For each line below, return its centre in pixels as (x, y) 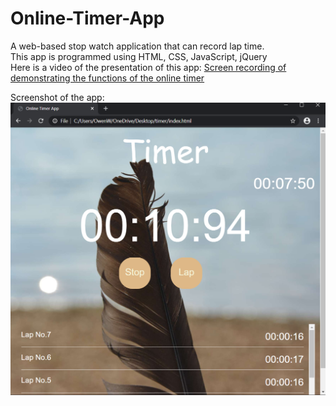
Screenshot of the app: (57, 97)
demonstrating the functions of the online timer (107, 78)
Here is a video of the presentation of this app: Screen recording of (148, 67)
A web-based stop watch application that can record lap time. (137, 46)
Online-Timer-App (87, 18)
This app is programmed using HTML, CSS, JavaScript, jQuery (139, 56)
